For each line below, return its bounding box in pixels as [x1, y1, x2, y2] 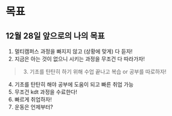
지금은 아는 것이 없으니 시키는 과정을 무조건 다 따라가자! [14, 55, 145, 63]
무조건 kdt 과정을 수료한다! [14, 88, 78, 96]
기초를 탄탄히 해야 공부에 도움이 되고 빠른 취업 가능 [14, 81, 134, 88]
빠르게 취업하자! [14, 96, 52, 103]
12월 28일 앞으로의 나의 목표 [5, 31, 105, 41]
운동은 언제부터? [14, 103, 54, 111]
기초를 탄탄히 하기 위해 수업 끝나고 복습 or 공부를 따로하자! [29, 68, 167, 75]
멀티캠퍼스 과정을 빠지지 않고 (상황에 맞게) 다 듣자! [14, 48, 133, 55]
